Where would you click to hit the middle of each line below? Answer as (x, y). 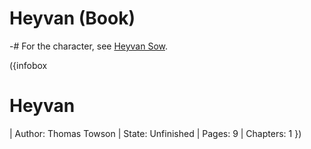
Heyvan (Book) (72, 18)
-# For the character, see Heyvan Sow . (89, 46)
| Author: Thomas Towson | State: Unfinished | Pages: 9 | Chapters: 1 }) (155, 133)
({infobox (28, 65)
